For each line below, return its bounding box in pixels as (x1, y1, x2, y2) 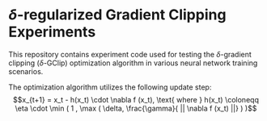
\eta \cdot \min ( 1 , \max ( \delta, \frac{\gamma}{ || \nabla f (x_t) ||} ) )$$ (15, 103, 257, 113)
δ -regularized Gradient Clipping (8, 6, 227, 24)
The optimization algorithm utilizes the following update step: (8, 82, 212, 92)
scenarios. (8, 66, 44, 76)
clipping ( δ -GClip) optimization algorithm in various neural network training (8, 58, 258, 68)
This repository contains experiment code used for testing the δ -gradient (8, 49, 252, 59)
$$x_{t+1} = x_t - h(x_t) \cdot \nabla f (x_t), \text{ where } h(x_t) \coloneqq (13, 94, 259, 104)
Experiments (8, 23, 96, 41)
